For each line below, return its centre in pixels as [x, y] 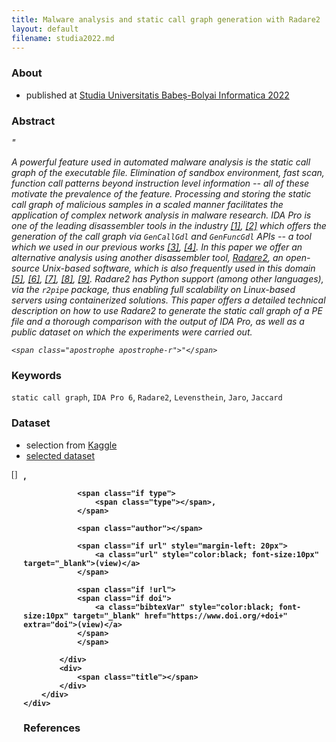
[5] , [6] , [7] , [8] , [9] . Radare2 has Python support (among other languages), [167, 278]
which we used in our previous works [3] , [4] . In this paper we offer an [157, 247]
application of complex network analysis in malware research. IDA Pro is [161, 215]
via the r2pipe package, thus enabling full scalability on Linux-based [153, 289]
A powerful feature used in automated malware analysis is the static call [161, 162]
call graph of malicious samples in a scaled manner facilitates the [147, 204]
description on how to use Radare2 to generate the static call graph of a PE [167, 310]
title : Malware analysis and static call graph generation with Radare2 [166, 19]
